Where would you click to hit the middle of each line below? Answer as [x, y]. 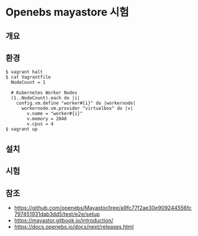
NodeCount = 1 [28, 83]
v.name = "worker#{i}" [55, 114]
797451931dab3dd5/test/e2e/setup [57, 214]
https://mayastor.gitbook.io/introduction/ [64, 220]
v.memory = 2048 [47, 119]
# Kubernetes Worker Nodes [44, 93]
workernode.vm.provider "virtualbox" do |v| [77, 108]
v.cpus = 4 [40, 124]
